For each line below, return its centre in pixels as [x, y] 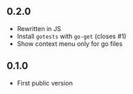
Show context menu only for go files [70, 43]
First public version [45, 83]
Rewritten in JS [39, 28]
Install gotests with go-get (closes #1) [71, 36]
